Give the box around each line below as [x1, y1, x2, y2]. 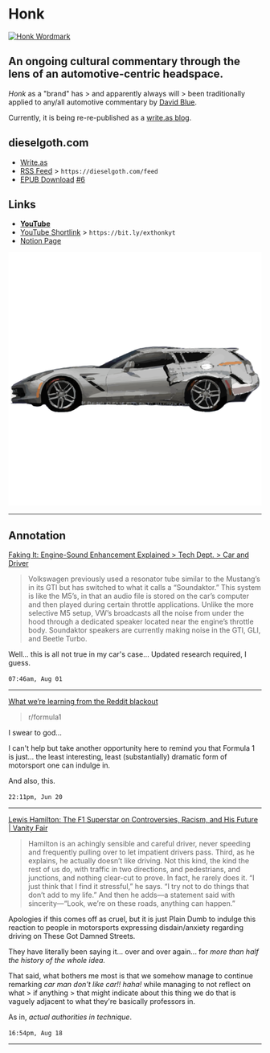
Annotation [8, 528, 67, 543]
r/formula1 [27, 712, 62, 722]
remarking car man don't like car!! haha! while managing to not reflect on [8, 980, 252, 989]
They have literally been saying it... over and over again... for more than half [8, 947, 260, 957]
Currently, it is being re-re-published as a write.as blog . [8, 113, 192, 122]
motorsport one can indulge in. [8, 760, 111, 770]
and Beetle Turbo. [27, 634, 88, 644]
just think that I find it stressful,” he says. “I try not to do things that [27, 882, 249, 891]
